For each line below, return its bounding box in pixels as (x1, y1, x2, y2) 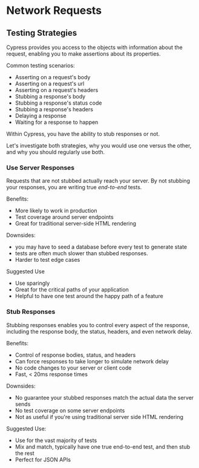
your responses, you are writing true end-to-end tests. (6, 184, 142, 191)
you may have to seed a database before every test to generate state (15, 243, 188, 251)
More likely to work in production (15, 207, 98, 215)
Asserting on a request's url (15, 80, 85, 87)
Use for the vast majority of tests (15, 437, 97, 444)
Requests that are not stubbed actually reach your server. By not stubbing (6, 177, 191, 184)
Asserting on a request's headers (15, 86, 99, 94)
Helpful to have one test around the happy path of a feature (15, 293, 163, 300)
